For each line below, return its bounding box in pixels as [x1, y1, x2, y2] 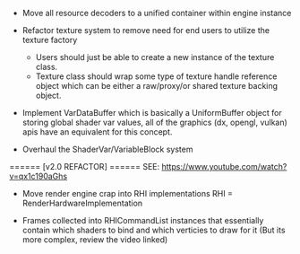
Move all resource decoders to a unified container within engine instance [21, 8, 292, 18]
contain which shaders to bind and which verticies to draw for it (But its [21, 224, 286, 235]
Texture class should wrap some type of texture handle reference [35, 71, 278, 82]
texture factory [21, 35, 78, 45]
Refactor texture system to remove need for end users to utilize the [21, 25, 270, 35]
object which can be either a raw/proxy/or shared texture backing [35, 81, 279, 91]
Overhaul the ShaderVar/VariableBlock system [21, 144, 193, 154]
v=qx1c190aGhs [9, 171, 68, 181]
